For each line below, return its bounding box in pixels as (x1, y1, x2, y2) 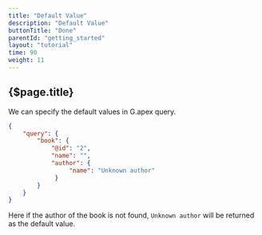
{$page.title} (8, 85, 74, 100)
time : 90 (8, 49, 38, 57)
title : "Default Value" (8, 11, 88, 20)
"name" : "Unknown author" (69, 166, 156, 174)
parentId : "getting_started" (8, 33, 105, 42)
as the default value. (8, 219, 76, 229)
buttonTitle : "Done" (8, 26, 77, 34)
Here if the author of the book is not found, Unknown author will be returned (8, 210, 255, 220)
